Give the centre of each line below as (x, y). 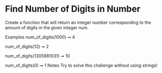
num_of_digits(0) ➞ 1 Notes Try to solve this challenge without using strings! (81, 65)
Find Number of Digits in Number (73, 9)
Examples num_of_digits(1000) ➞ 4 (40, 37)
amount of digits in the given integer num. (47, 27)
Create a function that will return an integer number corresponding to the (78, 22)
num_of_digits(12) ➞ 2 (27, 46)
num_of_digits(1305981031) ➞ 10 (37, 56)
